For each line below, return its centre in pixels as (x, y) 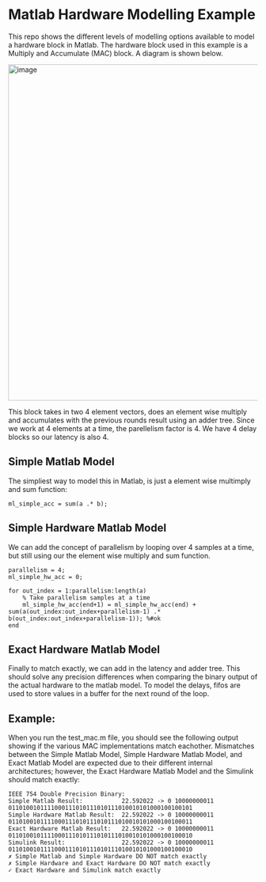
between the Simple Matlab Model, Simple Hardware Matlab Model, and (125, 755)
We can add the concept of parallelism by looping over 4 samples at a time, (131, 547)
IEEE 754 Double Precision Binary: (67, 794)
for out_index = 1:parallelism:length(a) (78, 591)
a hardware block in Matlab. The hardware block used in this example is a (128, 44)
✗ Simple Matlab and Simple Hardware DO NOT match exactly (108, 857)
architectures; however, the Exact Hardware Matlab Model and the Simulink (131, 771)
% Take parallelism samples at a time (86, 598)
